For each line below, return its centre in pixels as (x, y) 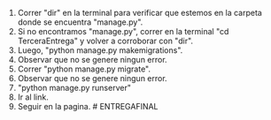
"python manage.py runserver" (74, 88)
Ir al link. (33, 97)
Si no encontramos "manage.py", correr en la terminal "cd (123, 31)
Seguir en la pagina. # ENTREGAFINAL (88, 106)
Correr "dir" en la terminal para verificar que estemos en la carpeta (140, 13)
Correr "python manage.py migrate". (84, 69)
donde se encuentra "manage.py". (80, 22)
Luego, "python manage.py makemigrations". (100, 50)
